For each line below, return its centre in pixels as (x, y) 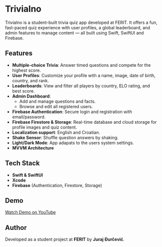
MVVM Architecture (33, 148)
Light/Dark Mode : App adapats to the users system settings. (73, 143)
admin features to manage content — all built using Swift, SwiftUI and (75, 33)
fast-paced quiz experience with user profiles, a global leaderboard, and (78, 27)
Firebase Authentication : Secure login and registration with (72, 112)
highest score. (27, 70)
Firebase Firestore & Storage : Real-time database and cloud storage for (84, 122)
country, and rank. (30, 80)
